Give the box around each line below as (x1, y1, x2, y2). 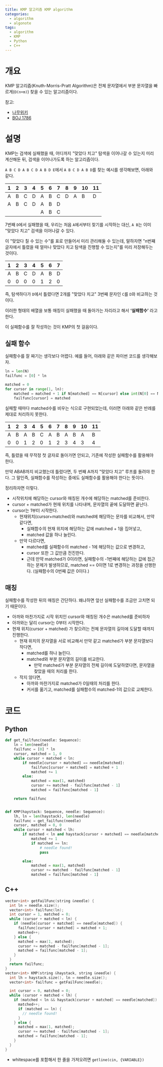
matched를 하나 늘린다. (26, 650, 72, 656)
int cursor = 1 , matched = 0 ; (9, 912, 70, 917)
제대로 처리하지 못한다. (5, 411, 48, 417)
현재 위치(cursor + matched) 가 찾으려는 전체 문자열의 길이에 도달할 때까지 (12, 626, 154, 632)
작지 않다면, (19, 674, 42, 680)
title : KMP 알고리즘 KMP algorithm (5, 7, 73, 12)
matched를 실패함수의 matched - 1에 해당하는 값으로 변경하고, (26, 544, 146, 550)
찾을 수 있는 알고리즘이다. (30, 88, 79, 95)
